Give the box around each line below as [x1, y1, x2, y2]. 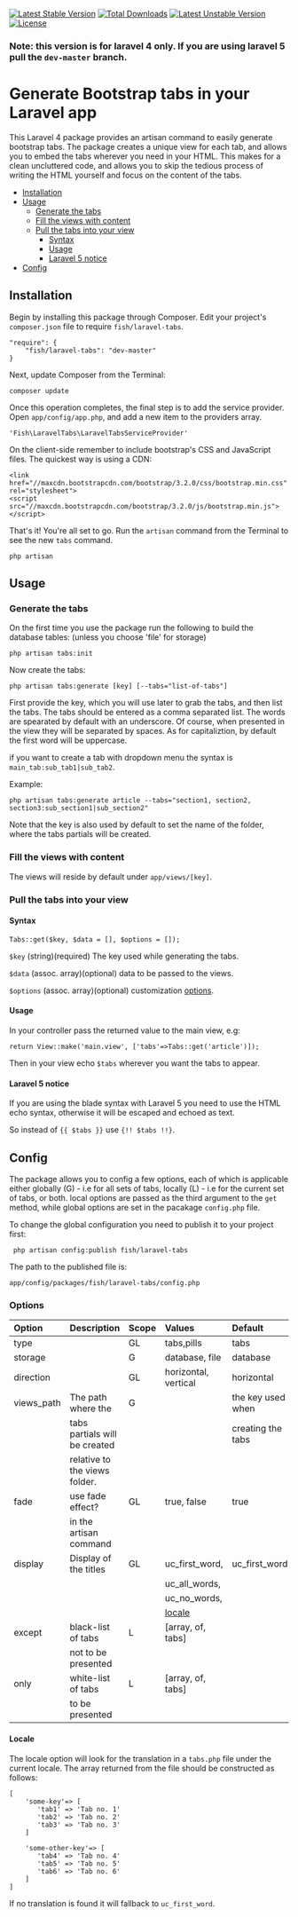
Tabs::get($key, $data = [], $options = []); [9, 935, 180, 944]
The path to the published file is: [9, 1261, 127, 1272]
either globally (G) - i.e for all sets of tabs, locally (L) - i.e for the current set [9, 1183, 285, 1194]
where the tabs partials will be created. [9, 829, 152, 840]
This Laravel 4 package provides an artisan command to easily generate [9, 131, 273, 142]
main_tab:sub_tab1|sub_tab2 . [9, 761, 115, 772]
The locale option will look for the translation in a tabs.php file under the [9, 1753, 272, 1763]
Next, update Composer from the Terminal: [9, 369, 166, 380]
